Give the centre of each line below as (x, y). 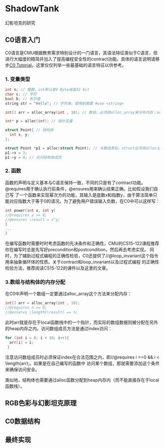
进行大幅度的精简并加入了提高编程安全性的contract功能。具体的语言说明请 (80, 59)
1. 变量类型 (18, 79)
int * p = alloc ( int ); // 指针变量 (39, 121)
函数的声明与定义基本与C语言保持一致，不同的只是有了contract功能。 (75, 183)
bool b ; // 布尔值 (23, 99)
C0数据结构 (23, 422)
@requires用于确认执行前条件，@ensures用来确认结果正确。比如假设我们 (79, 188)
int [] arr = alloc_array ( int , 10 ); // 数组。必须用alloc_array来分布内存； (81, 112)
